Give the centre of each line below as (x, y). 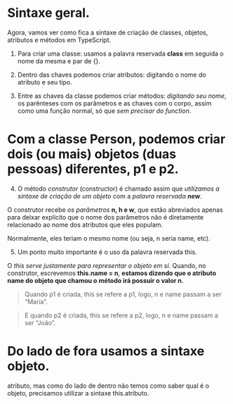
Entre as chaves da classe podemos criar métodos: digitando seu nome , (122, 96)
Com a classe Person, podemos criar (116, 139)
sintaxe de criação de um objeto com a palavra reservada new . (109, 196)
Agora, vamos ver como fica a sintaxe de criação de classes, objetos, (108, 32)
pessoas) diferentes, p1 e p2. (93, 169)
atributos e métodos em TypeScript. (59, 39)
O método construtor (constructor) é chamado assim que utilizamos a (118, 189)
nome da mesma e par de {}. (59, 61)
